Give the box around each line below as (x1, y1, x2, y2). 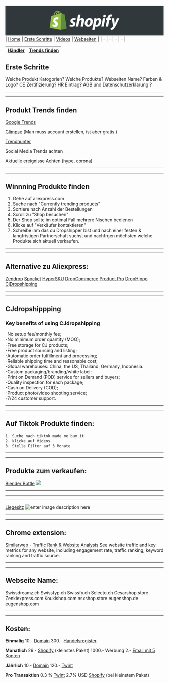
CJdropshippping (5, 305, 61, 313)
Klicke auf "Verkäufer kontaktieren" (12, 222, 87, 228)
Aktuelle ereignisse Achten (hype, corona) (5, 158, 93, 164)
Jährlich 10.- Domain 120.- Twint (5, 662, 73, 669)
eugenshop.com (5, 601, 39, 607)
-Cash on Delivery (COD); (5, 385, 59, 391)
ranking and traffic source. (5, 552, 60, 558)
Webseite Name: (5, 576, 59, 585)
